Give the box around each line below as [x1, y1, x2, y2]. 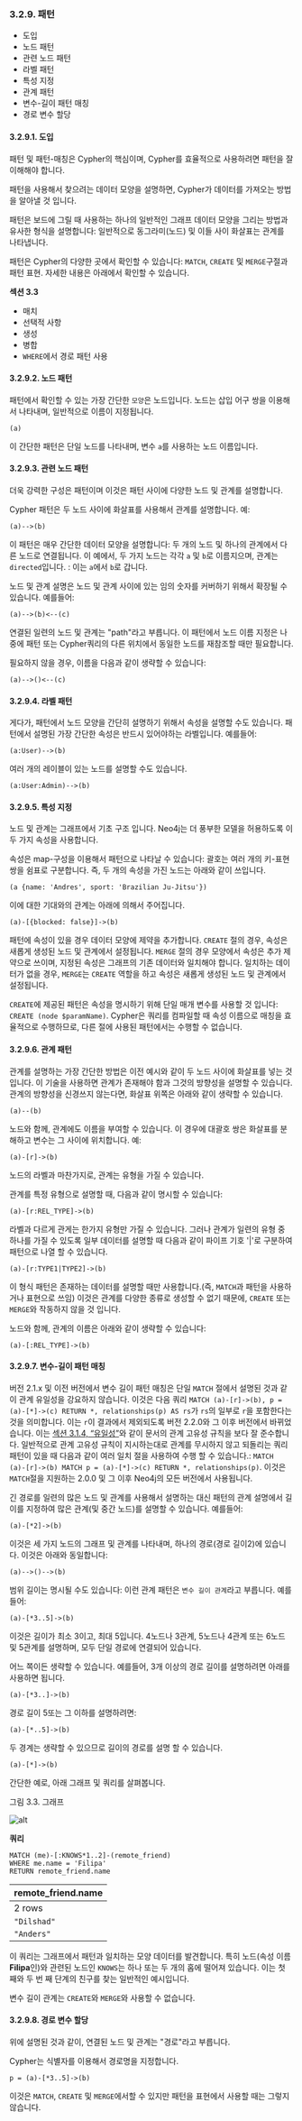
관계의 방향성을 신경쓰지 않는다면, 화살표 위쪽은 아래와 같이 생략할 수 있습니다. [9, 1088, 284, 1099]
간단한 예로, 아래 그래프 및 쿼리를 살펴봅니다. [9, 1777, 166, 1787]
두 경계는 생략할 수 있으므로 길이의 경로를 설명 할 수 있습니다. [9, 1742, 224, 1753]
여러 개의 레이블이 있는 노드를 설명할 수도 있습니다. [9, 764, 188, 775]
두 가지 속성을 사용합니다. [9, 834, 99, 845]
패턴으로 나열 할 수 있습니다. [9, 1246, 108, 1257]
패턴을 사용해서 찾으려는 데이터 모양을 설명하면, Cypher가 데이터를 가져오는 [9, 183, 275, 195]
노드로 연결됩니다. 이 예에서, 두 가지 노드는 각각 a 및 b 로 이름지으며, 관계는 [18, 550, 279, 561]
